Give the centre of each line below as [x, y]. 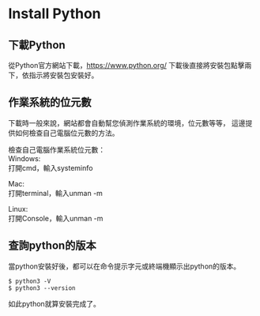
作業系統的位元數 [50, 102]
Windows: [24, 158]
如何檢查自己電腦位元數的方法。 [67, 133]
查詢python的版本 [52, 246]
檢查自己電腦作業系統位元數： [57, 149]
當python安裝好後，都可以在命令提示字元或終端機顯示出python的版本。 [124, 266]
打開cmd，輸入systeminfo [51, 167]
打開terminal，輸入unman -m [55, 193]
